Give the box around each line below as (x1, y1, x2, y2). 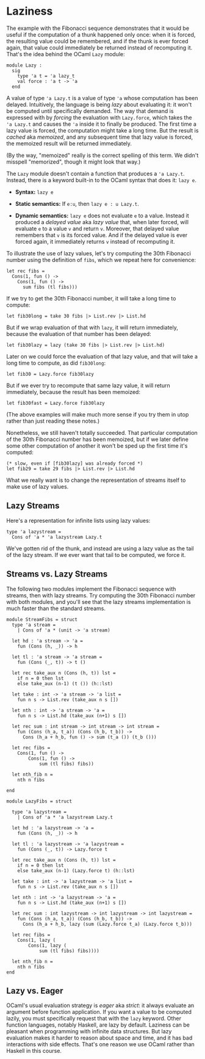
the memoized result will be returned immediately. (6, 139, 132, 147)
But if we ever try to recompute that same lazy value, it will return (6, 382, 170, 389)
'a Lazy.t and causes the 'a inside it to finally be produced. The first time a (6, 120, 197, 128)
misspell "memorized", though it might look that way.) (6, 158, 141, 166)
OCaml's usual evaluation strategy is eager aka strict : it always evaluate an (6, 1002, 195, 1009)
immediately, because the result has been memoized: (6, 388, 140, 395)
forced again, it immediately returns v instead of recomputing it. (15, 238, 175, 245)
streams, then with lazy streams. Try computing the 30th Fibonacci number (6, 591, 196, 599)
